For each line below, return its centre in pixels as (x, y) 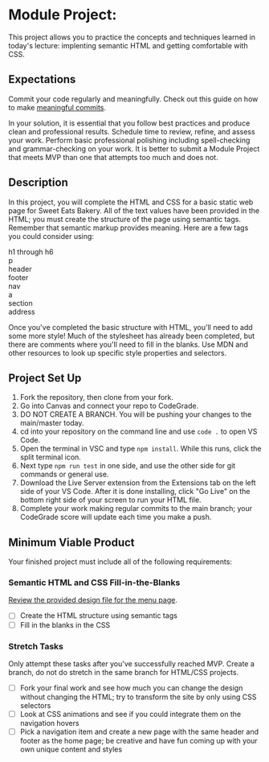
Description (38, 183)
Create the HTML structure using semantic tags (99, 616)
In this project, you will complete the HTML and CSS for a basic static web (131, 202)
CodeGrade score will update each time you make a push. (116, 517)
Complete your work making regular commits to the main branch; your (136, 509)
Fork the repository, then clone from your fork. (97, 397)
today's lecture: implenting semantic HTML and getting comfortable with (128, 45)
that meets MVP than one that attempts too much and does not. (113, 157)
